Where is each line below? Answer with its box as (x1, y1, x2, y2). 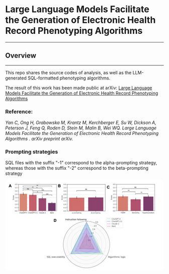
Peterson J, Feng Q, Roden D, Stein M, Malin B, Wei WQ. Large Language (5, 125, 157, 131)
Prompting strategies (5, 148, 58, 155)
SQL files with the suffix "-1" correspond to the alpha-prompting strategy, (5, 160, 157, 166)
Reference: (5, 108, 33, 115)
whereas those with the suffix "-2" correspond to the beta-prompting (5, 165, 149, 171)
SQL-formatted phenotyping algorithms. (27, 75, 111, 81)
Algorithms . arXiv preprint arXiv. (5, 135, 73, 142)
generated (5, 75, 27, 81)
